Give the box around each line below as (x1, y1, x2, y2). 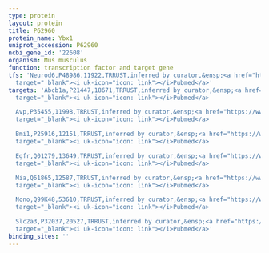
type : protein (8, 11, 56, 20)
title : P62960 (8, 26, 56, 34)
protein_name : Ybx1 (8, 34, 74, 42)
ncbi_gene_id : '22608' (8, 49, 84, 57)
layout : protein (8, 19, 62, 27)
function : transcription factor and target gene (8, 64, 174, 72)
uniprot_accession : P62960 (8, 42, 98, 50)
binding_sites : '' (8, 232, 70, 240)
